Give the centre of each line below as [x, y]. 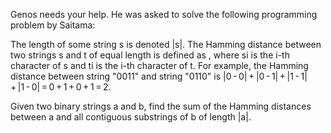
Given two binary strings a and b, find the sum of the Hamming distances [161, 106]
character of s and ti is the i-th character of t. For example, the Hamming [159, 65]
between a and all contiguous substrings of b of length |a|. [131, 117]
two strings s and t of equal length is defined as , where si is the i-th [150, 55]
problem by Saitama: [53, 25]
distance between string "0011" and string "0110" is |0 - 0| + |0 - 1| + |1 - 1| [159, 76]
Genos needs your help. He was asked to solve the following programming [164, 14]
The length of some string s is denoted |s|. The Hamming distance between [166, 44]
